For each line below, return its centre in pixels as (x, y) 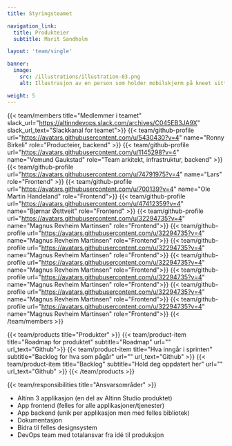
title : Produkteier (41, 32)
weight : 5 (21, 95)
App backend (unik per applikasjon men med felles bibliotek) (103, 413)
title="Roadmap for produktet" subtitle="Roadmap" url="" (89, 342)
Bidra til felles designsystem (57, 427)
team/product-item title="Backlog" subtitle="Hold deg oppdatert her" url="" (115, 364)
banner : (18, 64)
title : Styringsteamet (40, 13)
